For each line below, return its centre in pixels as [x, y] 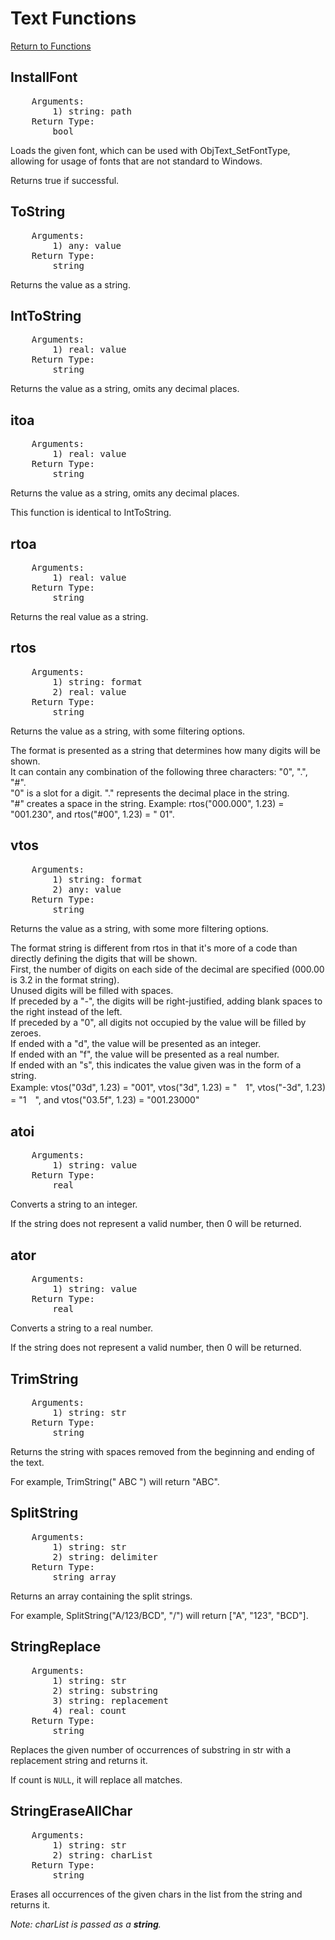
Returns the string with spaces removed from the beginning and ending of [162, 1452]
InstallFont [44, 77]
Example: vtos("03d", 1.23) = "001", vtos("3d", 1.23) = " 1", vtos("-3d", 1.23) [168, 1087]
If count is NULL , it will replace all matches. [96, 1779]
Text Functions [73, 18]
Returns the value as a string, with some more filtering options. [139, 928]
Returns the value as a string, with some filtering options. [128, 731]
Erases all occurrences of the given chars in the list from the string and [156, 1894]
